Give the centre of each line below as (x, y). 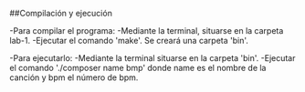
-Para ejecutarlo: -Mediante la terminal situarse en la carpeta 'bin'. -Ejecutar (152, 58)
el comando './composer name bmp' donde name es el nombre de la (138, 68)
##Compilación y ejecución (61, 13)
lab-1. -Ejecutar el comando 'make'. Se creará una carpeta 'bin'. (129, 41)
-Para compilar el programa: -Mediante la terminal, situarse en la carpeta (147, 31)
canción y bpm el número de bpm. (74, 77)
